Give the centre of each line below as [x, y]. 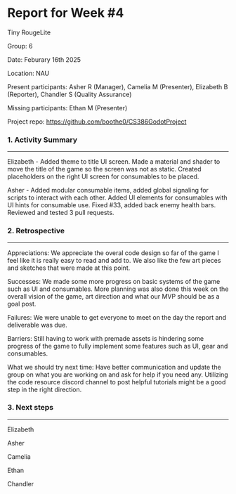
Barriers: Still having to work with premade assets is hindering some [106, 338]
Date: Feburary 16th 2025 [44, 59]
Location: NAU [28, 73]
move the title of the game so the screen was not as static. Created [104, 169]
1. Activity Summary [42, 140]
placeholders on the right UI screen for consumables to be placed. [103, 176]
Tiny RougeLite [29, 32]
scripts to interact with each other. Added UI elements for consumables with [117, 197]
